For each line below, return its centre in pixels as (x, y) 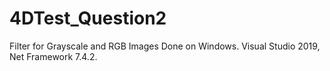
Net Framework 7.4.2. (53, 56)
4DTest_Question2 (88, 18)
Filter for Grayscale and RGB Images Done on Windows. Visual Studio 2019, (165, 46)
